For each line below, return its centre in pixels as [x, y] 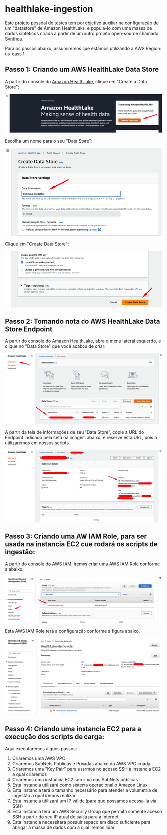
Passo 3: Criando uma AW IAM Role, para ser [76, 536]
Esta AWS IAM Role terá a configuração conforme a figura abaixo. [73, 631]
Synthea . [14, 39]
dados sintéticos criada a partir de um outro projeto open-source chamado [82, 33]
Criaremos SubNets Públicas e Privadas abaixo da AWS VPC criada [81, 764]
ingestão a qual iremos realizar [44, 796]
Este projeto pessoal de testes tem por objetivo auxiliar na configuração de [82, 23]
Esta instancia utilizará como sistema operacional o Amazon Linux [80, 785]
